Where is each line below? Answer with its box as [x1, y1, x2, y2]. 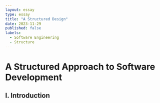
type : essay [5, 12, 30, 17]
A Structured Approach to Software [5, 61, 155, 72]
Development [5, 72, 62, 83]
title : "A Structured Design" [5, 16, 68, 21]
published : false [5, 26, 41, 31]
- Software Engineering [9, 35, 59, 40]
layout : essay [5, 7, 35, 12]
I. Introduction [5, 92, 50, 100]
